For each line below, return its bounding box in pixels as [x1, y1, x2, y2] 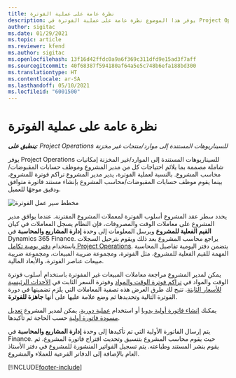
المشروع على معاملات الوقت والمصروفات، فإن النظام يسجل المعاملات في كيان [8, 220, 215, 228]
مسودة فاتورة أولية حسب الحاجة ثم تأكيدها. [8, 314, 120, 322]
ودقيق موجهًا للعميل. [8, 185, 62, 193]
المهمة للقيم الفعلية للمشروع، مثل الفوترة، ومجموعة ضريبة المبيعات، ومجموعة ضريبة [8, 249, 229, 258]
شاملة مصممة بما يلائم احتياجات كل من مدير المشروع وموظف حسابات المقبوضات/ [8, 162, 223, 171]
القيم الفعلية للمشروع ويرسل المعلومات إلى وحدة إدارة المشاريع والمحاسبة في [8, 227, 212, 235]
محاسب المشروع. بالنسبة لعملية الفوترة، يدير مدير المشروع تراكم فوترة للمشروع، [8, 170, 221, 178]
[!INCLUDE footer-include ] [8, 363, 83, 372]
